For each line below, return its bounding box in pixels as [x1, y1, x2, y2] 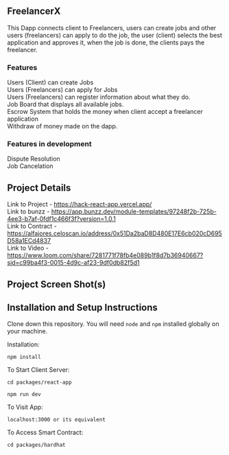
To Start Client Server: [7, 366, 70, 374]
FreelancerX [7, 5, 61, 17]
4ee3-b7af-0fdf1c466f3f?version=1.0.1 [7, 215, 117, 223]
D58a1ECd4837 [7, 237, 51, 245]
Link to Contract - [7, 222, 57, 231]
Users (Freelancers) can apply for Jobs [7, 86, 118, 94]
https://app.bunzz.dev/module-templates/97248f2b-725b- [51, 207, 217, 215]
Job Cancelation [7, 162, 53, 170]
